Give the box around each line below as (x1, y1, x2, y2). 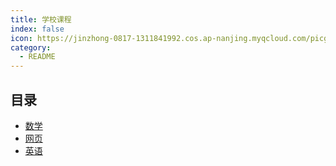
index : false (10, 24, 65, 34)
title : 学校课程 (10, 14, 72, 25)
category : (10, 42, 52, 53)
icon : (10, 33, 33, 43)
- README (19, 52, 56, 62)
